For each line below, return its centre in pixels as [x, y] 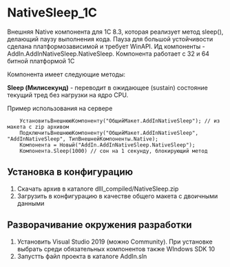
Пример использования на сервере [60, 108]
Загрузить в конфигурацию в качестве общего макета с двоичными [117, 196]
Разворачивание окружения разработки [100, 225]
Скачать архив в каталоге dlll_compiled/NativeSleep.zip [98, 189]
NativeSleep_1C [52, 13]
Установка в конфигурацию [70, 172]
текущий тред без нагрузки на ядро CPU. [68, 95]
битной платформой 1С [41, 61]
